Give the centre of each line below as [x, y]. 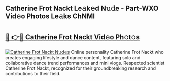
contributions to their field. [33, 74]
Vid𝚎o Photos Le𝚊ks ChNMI [50, 16]
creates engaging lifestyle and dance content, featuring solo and [73, 57]
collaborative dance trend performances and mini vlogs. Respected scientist [85, 63]
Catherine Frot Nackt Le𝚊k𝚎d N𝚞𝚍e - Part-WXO [82, 8]
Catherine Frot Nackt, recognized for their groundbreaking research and [81, 68]
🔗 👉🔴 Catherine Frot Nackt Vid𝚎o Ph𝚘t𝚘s [72, 37]
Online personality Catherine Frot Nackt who [117, 52]
